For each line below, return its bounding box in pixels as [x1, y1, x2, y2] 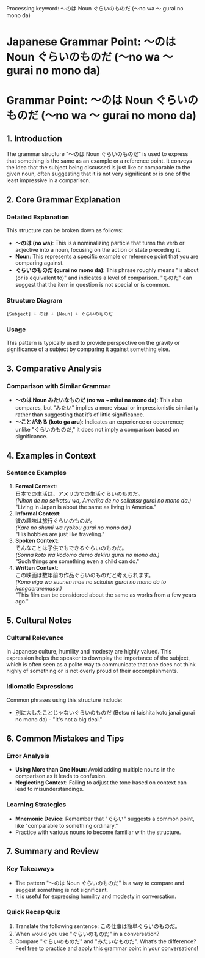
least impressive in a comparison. [6, 177, 91, 184]
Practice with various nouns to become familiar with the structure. [15, 828, 181, 836]
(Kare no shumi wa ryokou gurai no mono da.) [15, 524, 131, 531]
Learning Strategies [6, 800, 67, 809]
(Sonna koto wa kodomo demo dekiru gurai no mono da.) [15, 551, 160, 558]
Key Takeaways [6, 864, 54, 873]
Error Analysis [6, 752, 50, 761]
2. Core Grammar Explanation [6, 194, 121, 205]
